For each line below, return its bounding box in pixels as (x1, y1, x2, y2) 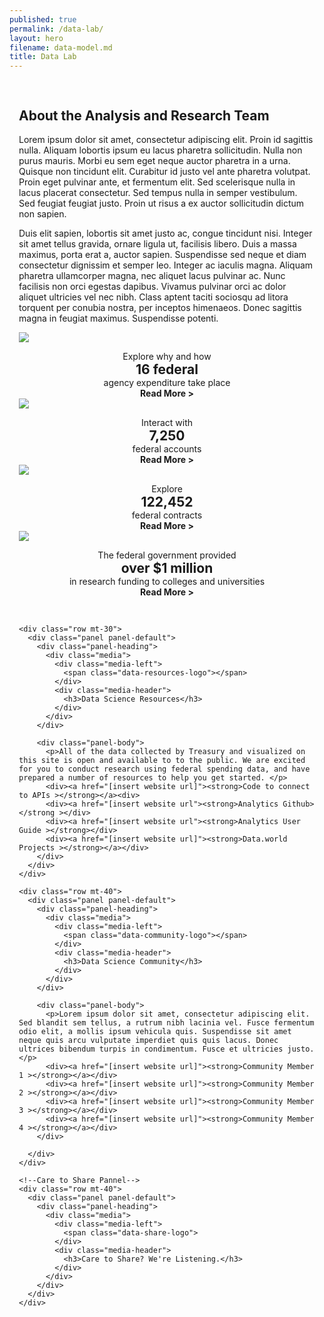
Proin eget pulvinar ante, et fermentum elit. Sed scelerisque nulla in (18, 176, 296, 188)
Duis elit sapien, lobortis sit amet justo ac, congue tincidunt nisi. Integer (18, 227, 313, 239)
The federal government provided (97, 549, 237, 561)
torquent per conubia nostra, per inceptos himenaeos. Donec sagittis (18, 301, 302, 313)
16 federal (135, 361, 199, 378)
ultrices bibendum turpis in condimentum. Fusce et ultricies (18, 1044, 284, 1054)
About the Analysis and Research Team (18, 107, 270, 124)
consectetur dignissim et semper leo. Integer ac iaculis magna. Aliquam (18, 259, 314, 271)
